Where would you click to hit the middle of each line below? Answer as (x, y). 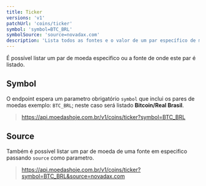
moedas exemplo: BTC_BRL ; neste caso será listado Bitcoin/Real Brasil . (95, 105)
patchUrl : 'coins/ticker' (39, 23)
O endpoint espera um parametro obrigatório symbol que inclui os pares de (101, 98)
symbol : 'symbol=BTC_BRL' (39, 29)
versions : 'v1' (26, 18)
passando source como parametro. (50, 158)
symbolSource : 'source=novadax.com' (53, 35)
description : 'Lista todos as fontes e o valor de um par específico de (101, 41)
